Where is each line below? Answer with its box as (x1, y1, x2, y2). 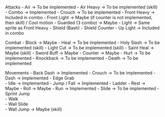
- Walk (5, 96, 19, 102)
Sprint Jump (5, 91, 30, 96)
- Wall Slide (5, 101, 28, 107)
